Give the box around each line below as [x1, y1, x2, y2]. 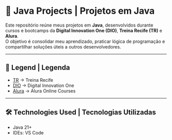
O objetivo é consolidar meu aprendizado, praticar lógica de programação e [5, 38, 165, 44]
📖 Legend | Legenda [5, 63, 70, 72]
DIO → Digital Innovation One [12, 82, 74, 88]
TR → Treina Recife [12, 77, 54, 83]
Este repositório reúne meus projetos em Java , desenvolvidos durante [5, 22, 154, 28]
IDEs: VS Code [12, 129, 44, 135]
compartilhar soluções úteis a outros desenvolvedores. [5, 43, 121, 50]
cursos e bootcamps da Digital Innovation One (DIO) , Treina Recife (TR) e [5, 27, 162, 33]
